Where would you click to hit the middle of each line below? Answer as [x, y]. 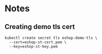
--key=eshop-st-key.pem [33, 47]
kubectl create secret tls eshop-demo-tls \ [51, 38]
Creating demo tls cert [40, 27]
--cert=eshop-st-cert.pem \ [38, 42]
